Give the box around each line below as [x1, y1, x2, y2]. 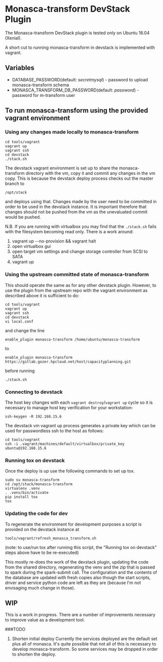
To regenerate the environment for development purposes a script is [5, 521, 142, 527]
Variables [5, 64, 35, 72]
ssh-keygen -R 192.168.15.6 [5, 414, 62, 419]
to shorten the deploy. [12, 651, 57, 657]
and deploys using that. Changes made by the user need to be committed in [5, 199, 157, 205]
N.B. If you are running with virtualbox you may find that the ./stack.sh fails [5, 224, 157, 229]
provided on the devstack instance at [5, 526, 80, 532]
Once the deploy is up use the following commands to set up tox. [5, 468, 135, 474]
